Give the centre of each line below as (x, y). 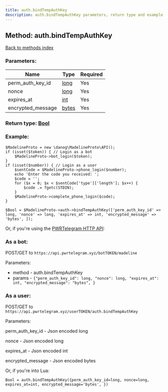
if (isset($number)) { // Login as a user (51, 165)
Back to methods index (29, 48)
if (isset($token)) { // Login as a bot (49, 152)
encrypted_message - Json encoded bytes (51, 361)
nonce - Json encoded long (34, 341)
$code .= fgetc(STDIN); (49, 188)
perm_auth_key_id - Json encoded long (47, 331)
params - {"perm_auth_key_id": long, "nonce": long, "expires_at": (86, 278)
